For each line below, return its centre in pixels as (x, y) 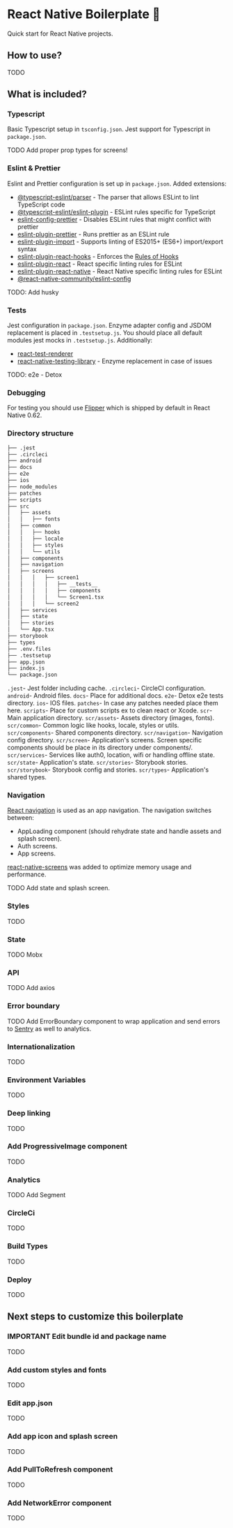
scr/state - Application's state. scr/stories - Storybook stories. (98, 763)
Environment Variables (47, 1079)
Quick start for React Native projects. (60, 33)
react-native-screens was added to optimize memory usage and (99, 867)
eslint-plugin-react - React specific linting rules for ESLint (99, 264)
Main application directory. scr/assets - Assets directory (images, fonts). (111, 718)
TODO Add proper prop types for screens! (67, 150)
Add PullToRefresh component (60, 1469)
